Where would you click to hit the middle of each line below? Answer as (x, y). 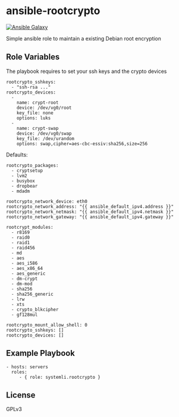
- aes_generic (28, 273)
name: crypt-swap (38, 128)
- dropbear (25, 186)
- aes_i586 (25, 263)
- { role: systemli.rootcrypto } (60, 377)
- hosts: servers (27, 367)
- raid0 (21, 237)
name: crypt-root (38, 102)
